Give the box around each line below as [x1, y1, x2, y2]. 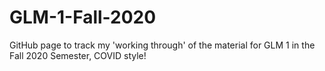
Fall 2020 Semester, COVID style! [9, 49, 147, 61]
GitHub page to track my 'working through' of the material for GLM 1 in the [9, 39, 316, 51]
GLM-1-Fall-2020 [9, 6, 157, 29]
